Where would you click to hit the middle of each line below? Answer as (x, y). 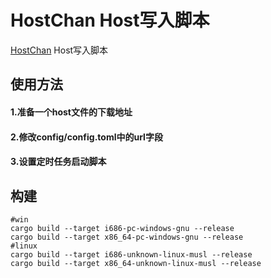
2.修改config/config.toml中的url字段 (86, 137)
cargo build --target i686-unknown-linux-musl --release (131, 254)
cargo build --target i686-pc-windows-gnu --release (122, 228)
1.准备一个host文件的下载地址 (71, 112)
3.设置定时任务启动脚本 (58, 162)
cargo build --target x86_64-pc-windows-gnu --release (127, 237)
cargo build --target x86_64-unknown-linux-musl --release (136, 263)
